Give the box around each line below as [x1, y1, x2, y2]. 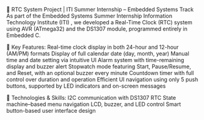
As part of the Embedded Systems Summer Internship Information [6, 12, 173, 19]
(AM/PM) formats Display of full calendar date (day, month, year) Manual [6, 50, 189, 57]
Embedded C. [6, 32, 41, 39]
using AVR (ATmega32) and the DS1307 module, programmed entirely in [6, 25, 188, 32]
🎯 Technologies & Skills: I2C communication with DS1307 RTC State [6, 94, 176, 101]
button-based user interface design [6, 107, 96, 114]
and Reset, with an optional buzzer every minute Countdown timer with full [6, 69, 194, 76]
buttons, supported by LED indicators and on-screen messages [6, 82, 166, 90]
